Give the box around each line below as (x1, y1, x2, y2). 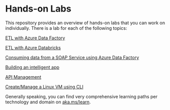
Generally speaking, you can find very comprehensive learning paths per (5, 93, 158, 99)
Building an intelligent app (5, 64, 60, 70)
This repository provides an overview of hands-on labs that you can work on (5, 20, 165, 26)
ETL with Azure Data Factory (5, 35, 65, 41)
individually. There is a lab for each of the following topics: (5, 25, 127, 31)
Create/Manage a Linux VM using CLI (5, 84, 84, 90)
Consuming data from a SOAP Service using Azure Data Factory (5, 54, 140, 61)
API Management (5, 74, 42, 80)
